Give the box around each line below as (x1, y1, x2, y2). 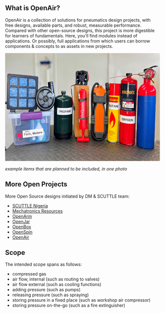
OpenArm (12, 213, 32, 219)
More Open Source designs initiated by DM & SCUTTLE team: (5, 193, 130, 199)
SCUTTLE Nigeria (12, 203, 48, 209)
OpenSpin (12, 229, 33, 235)
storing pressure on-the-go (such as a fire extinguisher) (12, 303, 126, 309)
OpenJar (12, 218, 30, 224)
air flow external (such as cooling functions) (12, 281, 102, 287)
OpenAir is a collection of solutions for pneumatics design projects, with (5, 17, 151, 23)
